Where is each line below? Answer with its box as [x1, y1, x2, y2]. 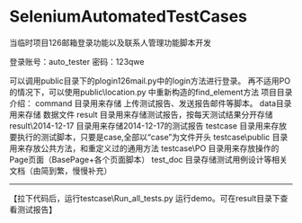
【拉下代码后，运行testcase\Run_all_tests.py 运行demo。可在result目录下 [9, 192, 280, 203]
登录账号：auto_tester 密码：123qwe [9, 56, 145, 67]
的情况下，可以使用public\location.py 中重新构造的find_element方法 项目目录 [9, 86, 293, 97]
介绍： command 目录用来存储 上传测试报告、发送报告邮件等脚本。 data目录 [9, 97, 292, 109]
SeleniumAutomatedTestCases [9, 6, 248, 27]
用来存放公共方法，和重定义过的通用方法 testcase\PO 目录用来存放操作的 [9, 142, 280, 154]
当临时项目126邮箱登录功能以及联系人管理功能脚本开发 [9, 37, 211, 48]
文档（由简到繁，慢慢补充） [9, 165, 112, 176]
